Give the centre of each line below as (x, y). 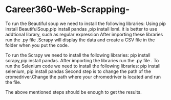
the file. (13, 82)
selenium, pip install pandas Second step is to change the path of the (78, 71)
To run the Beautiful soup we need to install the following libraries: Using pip (86, 23)
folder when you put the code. (37, 45)
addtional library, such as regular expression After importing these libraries (84, 34)
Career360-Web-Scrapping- (68, 9)
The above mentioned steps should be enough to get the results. (73, 92)
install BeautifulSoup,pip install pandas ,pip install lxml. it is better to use (81, 29)
